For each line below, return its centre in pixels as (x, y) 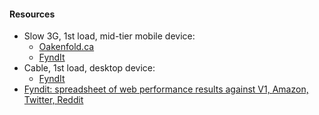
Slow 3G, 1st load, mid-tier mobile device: (109, 36)
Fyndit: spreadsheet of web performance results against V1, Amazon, (166, 89)
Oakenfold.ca (66, 47)
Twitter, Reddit (53, 100)
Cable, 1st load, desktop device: (89, 68)
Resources (32, 14)
